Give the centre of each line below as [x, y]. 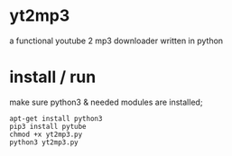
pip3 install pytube [48, 126]
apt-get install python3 [56, 118]
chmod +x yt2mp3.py [46, 134]
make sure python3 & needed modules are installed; [106, 102]
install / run [53, 77]
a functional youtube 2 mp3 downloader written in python [116, 41]
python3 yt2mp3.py [44, 142]
